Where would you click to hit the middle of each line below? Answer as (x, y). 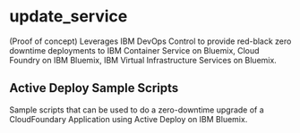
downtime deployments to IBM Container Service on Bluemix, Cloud (134, 50)
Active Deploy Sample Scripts (94, 88)
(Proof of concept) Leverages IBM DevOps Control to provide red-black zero (150, 41)
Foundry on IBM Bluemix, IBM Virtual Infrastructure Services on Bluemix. (143, 60)
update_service (69, 17)
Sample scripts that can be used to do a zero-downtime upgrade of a (137, 110)
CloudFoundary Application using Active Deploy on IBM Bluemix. (129, 119)
